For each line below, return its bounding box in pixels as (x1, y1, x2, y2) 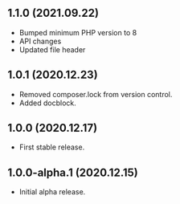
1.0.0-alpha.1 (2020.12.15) (7, 165, 138, 179)
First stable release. (18, 142, 85, 152)
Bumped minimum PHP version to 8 (18, 27, 137, 37)
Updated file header (18, 44, 86, 55)
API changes (18, 36, 62, 46)
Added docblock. (18, 98, 77, 108)
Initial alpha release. (18, 187, 86, 197)
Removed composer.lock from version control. (18, 89, 173, 99)
